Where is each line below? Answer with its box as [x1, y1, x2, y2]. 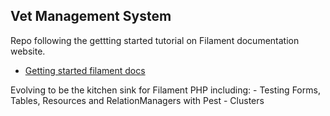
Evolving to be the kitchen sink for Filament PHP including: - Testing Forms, [10, 84, 321, 96]
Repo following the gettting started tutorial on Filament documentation [10, 34, 300, 46]
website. [10, 45, 46, 57]
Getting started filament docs [24, 64, 146, 76]
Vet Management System [10, 8, 172, 25]
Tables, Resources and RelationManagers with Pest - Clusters [10, 94, 265, 106]
